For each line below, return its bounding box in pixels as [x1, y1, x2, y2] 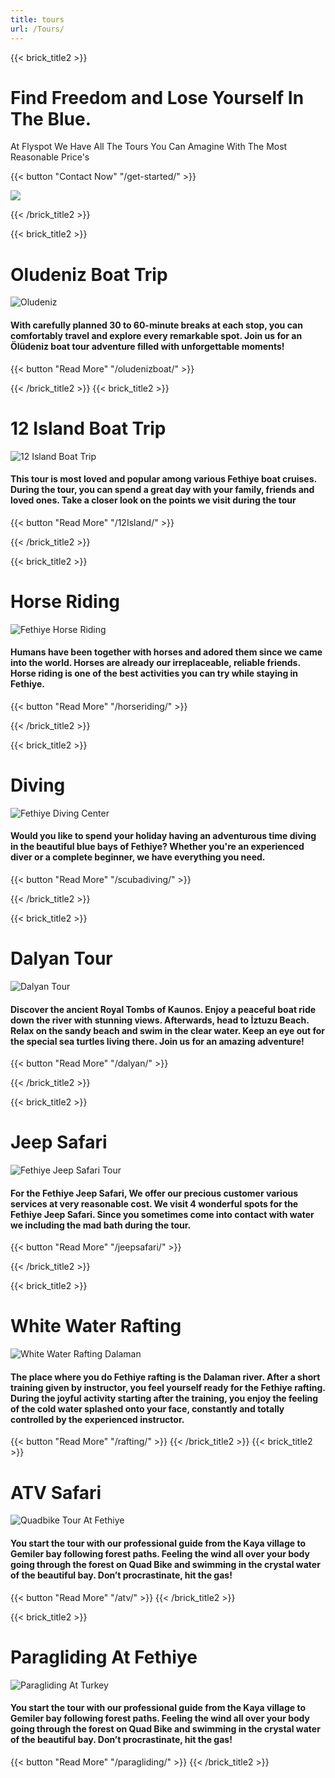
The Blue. [10, 107, 92, 130]
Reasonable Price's [10, 151, 90, 163]
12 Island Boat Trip [10, 417, 167, 440]
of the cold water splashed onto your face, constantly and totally [10, 1402, 285, 1415]
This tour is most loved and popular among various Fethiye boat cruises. [10, 473, 317, 485]
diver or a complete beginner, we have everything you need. [10, 851, 266, 863]
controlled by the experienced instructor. [10, 1413, 185, 1425]
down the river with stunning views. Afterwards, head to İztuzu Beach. [10, 1014, 310, 1026]
